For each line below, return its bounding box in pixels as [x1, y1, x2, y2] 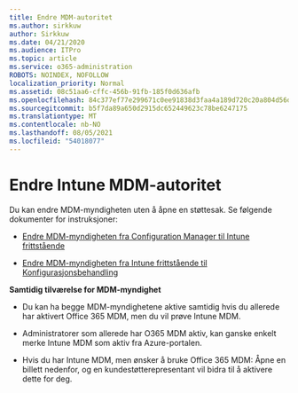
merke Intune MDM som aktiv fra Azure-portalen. [21, 337, 202, 348]
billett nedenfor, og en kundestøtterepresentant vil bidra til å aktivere [21, 364, 273, 374]
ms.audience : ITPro [9, 46, 82, 55]
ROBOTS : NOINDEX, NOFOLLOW [9, 71, 109, 80]
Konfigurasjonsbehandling [21, 267, 119, 278]
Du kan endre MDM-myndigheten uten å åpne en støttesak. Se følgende [9, 204, 272, 215]
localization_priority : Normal [9, 79, 125, 88]
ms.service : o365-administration [9, 63, 133, 72]
